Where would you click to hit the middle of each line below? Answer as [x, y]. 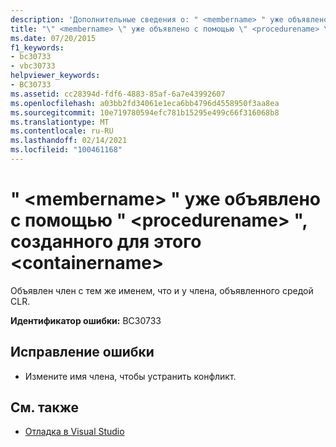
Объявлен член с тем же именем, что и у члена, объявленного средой [162, 290]
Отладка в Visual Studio [74, 432]
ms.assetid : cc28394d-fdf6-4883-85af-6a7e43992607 [118, 94]
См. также [45, 407]
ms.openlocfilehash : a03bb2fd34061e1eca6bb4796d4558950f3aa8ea [145, 103]
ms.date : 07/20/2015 [53, 38]
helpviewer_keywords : [55, 76]
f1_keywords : [37, 47]
